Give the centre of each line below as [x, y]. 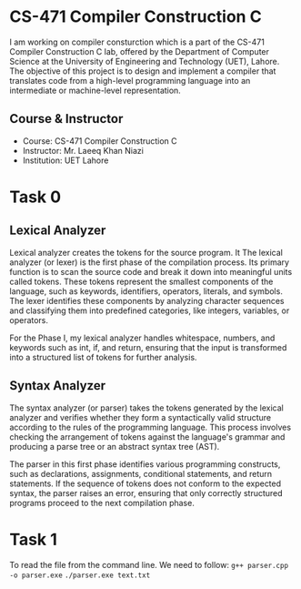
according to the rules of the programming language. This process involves [150, 427]
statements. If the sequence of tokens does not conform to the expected [145, 483]
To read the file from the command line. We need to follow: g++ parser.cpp [149, 564]
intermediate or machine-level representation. [95, 90]
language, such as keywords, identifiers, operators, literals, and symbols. [146, 291]
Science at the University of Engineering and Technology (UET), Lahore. [145, 61]
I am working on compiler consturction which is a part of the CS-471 [137, 42]
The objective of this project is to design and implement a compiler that [143, 71]
